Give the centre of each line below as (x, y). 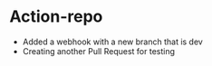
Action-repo (56, 17)
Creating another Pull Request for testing (98, 51)
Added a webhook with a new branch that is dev (113, 42)
